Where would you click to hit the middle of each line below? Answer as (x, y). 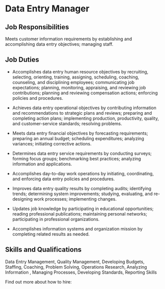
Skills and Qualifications (43, 250)
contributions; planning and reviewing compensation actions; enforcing (85, 93)
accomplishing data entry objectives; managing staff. (59, 44)
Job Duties (22, 60)
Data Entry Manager (47, 9)
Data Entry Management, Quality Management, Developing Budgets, (75, 262)
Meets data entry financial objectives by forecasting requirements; (80, 133)
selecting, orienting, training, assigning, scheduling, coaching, (76, 77)
